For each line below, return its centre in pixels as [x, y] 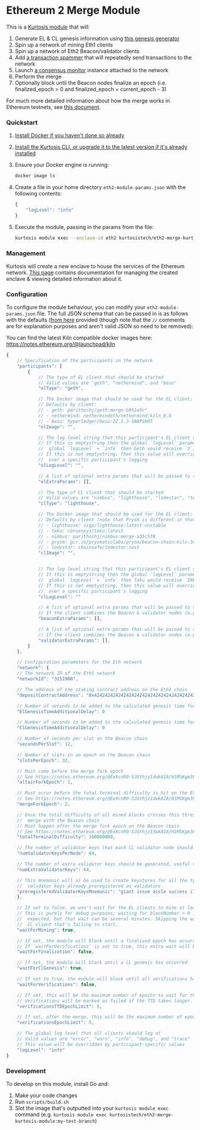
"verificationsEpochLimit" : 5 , [56, 1023]
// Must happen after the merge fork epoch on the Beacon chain [98, 826]
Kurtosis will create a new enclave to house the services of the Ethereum [96, 266]
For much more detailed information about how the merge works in [88, 100]
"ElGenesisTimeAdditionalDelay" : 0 [61, 711]
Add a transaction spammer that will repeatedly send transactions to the [103, 57]
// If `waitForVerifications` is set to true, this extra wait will [104, 946]
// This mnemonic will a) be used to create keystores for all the [102, 880]
